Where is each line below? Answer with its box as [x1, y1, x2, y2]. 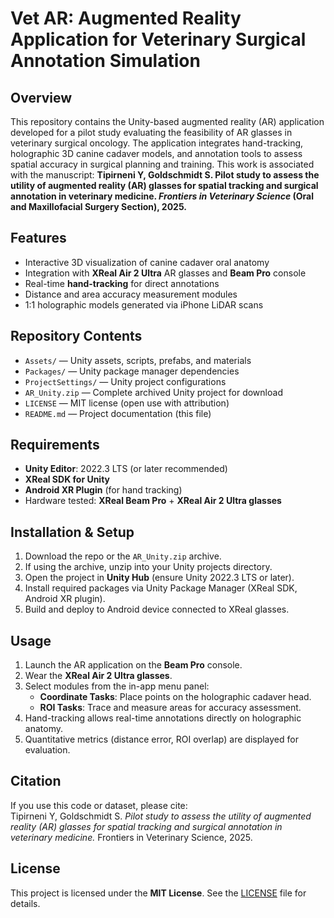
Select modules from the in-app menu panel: [24, 680, 210, 692]
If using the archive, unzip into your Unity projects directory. [24, 561, 273, 573]
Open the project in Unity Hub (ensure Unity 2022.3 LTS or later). [24, 572, 295, 584]
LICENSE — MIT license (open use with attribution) [24, 397, 230, 409]
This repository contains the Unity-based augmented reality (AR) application [10, 116, 325, 127]
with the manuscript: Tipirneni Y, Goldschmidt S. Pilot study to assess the [10, 169, 320, 181]
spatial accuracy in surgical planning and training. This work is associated [10, 158, 315, 170]
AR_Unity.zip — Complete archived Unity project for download [24, 386, 283, 398]
